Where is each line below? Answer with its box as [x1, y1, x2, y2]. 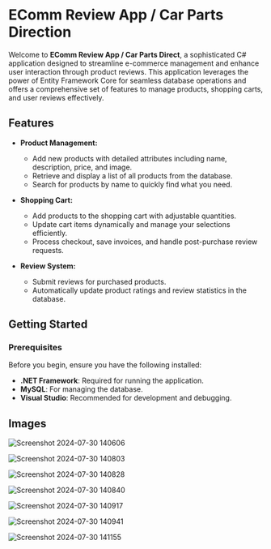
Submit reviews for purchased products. [32, 277, 167, 286]
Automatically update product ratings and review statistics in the [32, 285, 247, 295]
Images [8, 416, 47, 431]
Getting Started [8, 318, 88, 332]
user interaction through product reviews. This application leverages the [8, 66, 249, 76]
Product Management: [19, 138, 98, 148]
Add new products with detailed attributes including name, [32, 153, 228, 163]
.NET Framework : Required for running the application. [19, 375, 205, 386]
